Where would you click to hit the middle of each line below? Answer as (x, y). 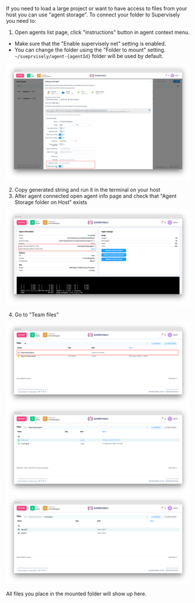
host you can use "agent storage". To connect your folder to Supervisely (93, 15)
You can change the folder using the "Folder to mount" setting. (90, 50)
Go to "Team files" (37, 315)
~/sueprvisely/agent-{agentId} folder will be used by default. (89, 56)
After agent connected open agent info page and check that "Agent (95, 196)
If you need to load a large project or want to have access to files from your (97, 8)
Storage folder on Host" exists (51, 202)
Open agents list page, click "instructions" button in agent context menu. (102, 32)
